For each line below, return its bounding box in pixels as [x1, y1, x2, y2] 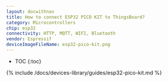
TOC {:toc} [14, 57, 42, 65]
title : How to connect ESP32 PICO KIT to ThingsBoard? [6, 14, 145, 20]
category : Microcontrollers [6, 19, 76, 25]
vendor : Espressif [6, 36, 52, 42]
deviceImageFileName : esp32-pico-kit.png [6, 42, 111, 48]
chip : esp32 [6, 25, 36, 31]
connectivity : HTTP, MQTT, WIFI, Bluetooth [6, 31, 116, 37]
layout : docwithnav [6, 8, 55, 15]
